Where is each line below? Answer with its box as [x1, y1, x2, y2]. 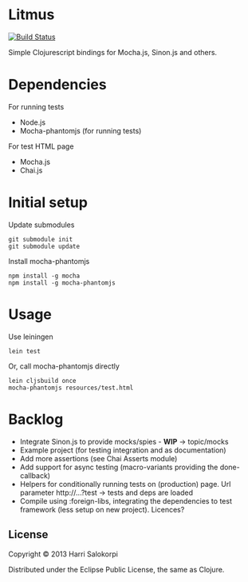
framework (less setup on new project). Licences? [19, 504, 185, 514]
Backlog [8, 410, 64, 429]
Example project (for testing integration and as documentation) [19, 445, 226, 455]
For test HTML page [8, 142, 74, 151]
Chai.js [19, 165, 43, 175]
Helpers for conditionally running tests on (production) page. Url [19, 479, 231, 488]
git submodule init [8, 235, 73, 243]
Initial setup [8, 193, 88, 212]
